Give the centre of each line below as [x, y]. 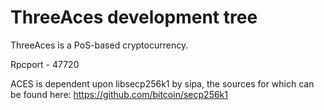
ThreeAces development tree [134, 17]
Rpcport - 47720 [45, 64]
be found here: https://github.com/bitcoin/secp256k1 [119, 94]
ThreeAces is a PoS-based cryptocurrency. [99, 45]
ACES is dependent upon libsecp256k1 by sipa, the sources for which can [162, 83]
